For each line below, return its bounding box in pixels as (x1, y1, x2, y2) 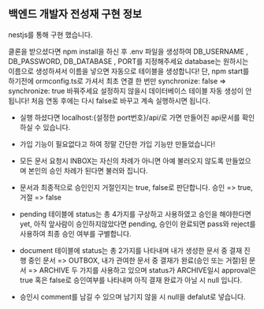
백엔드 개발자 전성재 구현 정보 (8, 7, 143, 21)
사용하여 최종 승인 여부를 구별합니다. (19, 229, 132, 238)
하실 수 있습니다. (19, 122, 71, 132)
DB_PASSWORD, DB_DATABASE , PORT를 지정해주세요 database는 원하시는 (8, 56, 249, 65)
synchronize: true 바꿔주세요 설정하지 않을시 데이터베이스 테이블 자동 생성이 (8, 86, 244, 95)
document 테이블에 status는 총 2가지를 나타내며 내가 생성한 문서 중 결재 (19, 245, 243, 255)
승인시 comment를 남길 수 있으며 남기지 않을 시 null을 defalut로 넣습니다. (19, 292, 246, 301)
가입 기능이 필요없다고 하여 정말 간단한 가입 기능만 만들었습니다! (19, 139, 215, 148)
